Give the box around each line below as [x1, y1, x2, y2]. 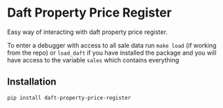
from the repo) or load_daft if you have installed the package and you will [7, 48, 217, 57]
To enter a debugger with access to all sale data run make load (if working [7, 41, 217, 49]
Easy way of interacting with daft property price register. [7, 28, 168, 36]
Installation [7, 76, 57, 88]
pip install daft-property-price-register [7, 94, 131, 101]
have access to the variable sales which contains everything [7, 55, 180, 64]
